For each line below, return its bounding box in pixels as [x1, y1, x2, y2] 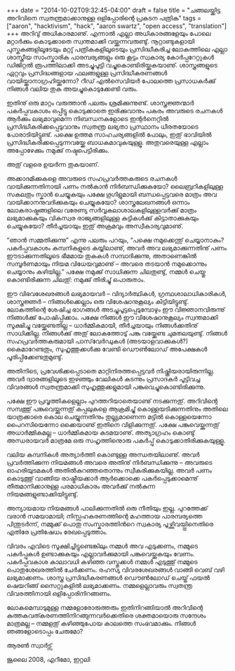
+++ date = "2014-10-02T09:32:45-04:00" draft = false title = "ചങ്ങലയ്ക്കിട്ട [6, 6, 221, 14]
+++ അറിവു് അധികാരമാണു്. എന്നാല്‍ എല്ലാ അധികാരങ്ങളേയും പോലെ [6, 30, 211, 37]
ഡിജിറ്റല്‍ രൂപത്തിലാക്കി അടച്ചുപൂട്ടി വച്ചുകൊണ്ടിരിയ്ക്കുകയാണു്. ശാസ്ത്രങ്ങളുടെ [6, 61, 218, 69]
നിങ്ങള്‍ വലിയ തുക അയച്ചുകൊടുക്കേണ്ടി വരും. [6, 84, 138, 93]
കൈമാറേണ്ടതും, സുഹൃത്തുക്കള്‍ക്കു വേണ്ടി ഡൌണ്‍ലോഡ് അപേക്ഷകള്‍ [6, 345, 208, 353]
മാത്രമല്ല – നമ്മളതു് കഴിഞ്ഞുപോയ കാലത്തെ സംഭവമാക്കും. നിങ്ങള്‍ [6, 619, 196, 627]
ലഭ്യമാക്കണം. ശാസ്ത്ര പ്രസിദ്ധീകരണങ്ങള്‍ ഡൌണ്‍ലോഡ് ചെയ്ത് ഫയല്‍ [6, 573, 210, 582]
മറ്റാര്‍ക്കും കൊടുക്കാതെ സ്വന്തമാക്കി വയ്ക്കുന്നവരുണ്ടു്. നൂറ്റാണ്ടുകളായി [6, 37, 195, 45]
